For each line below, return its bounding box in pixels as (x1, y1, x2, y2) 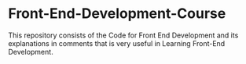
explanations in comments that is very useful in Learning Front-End (8, 38, 226, 48)
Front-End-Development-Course (8, 5, 226, 23)
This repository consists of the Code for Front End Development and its (8, 30, 239, 40)
